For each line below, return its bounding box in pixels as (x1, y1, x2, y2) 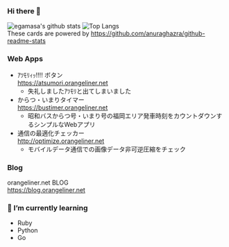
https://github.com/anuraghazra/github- (90, 29, 206, 37)
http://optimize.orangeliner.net (17, 137, 105, 145)
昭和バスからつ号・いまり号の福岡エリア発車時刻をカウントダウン (27, 111, 217, 120)
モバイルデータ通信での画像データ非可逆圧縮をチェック (27, 145, 186, 153)
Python (17, 226, 38, 235)
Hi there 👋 (7, 6, 42, 16)
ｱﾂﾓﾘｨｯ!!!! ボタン (17, 71, 63, 79)
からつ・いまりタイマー (17, 95, 85, 103)
